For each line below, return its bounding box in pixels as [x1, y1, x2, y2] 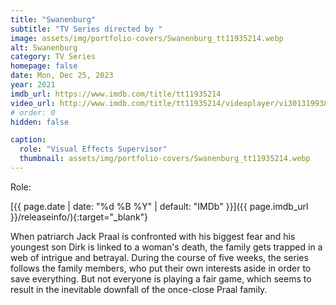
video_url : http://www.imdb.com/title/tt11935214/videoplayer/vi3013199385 [10, 98, 333, 108]
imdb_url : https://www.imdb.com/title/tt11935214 [10, 89, 222, 99]
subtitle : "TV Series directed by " [10, 24, 163, 34]
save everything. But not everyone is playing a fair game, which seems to [10, 272, 312, 285]
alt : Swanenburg [10, 42, 78, 53]
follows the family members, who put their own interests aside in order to [10, 262, 312, 274]
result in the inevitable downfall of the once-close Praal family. [10, 283, 268, 295]
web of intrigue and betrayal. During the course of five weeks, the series [10, 251, 309, 263]
